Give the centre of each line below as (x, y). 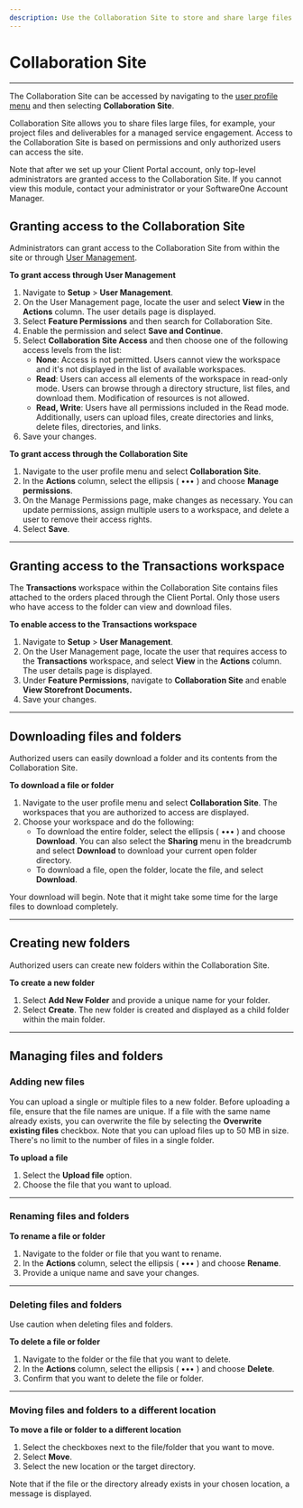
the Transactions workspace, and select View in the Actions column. (152, 661)
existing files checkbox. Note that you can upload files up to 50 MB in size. (149, 1131)
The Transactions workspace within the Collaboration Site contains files (144, 588)
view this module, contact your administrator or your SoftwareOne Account (149, 188)
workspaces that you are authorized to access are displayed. (136, 812)
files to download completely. (64, 907)
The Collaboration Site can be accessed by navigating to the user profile (144, 96)
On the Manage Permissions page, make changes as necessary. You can (158, 500)
